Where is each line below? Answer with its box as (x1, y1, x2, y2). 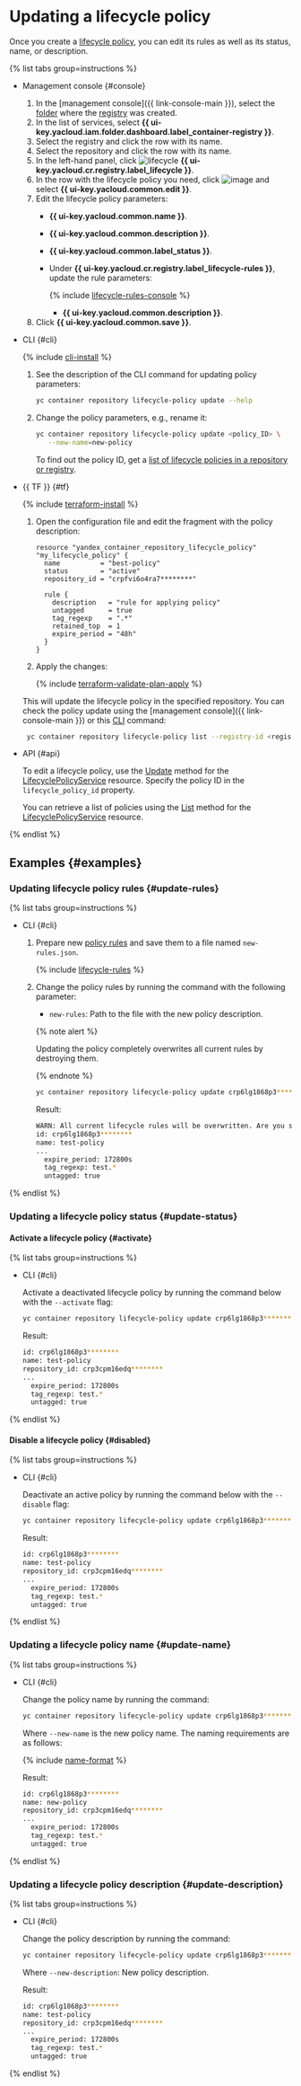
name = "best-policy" (43, 559, 161, 568)
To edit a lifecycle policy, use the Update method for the (21, 765, 230, 776)
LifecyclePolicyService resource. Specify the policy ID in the (21, 775, 245, 786)
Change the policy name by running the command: (21, 1693, 210, 1704)
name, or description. (9, 45, 89, 56)
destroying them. (35, 1053, 99, 1064)
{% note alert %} (35, 1026, 99, 1037)
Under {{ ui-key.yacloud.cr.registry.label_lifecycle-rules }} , (48, 262, 276, 273)
